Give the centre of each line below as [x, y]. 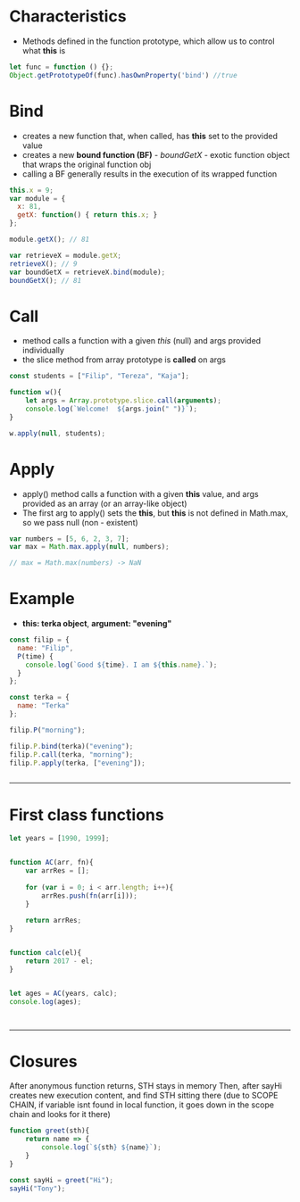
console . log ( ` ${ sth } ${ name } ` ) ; [102, 1148]
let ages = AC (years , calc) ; [63, 993]
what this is [44, 50]
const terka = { [39, 698]
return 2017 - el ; [59, 961]
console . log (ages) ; [46, 1001]
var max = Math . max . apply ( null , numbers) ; [89, 547]
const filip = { [39, 640]
